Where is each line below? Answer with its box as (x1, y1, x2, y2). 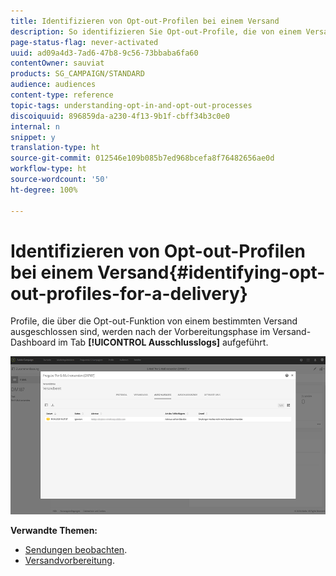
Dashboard (10, 336, 57, 349)
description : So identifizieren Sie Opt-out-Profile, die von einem (10, 26, 302, 37)
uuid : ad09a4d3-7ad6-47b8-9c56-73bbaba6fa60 (10, 48, 199, 58)
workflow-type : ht (10, 164, 87, 174)
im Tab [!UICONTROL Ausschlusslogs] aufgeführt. (58, 336, 269, 349)
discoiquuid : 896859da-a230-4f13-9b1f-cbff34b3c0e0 (10, 111, 230, 121)
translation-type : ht (10, 143, 101, 153)
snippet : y (10, 132, 56, 142)
